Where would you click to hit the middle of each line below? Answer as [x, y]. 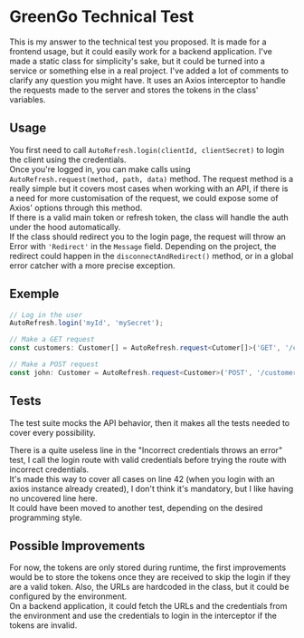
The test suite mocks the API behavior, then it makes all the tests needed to [150, 422]
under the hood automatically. [65, 227]
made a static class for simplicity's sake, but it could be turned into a [137, 61]
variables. [28, 99]
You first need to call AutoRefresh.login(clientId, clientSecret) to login [147, 150]
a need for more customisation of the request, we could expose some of [144, 198]
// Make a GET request [52, 340]
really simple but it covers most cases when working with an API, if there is [149, 188]
